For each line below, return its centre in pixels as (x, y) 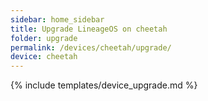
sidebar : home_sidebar (57, 19)
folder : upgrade (44, 38)
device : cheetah (44, 57)
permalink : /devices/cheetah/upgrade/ (91, 47)
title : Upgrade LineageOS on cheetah (89, 29)
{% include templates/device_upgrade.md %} (104, 85)
